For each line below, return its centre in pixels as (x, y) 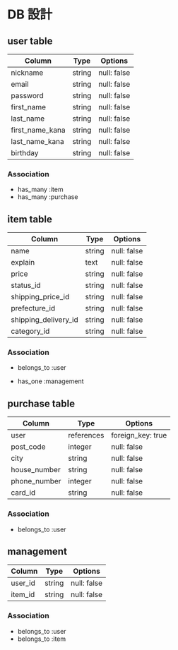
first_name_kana (38, 130)
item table (30, 219)
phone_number (36, 481)
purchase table (41, 403)
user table (30, 41)
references (86, 435)
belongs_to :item (42, 639)
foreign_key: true (139, 435)
